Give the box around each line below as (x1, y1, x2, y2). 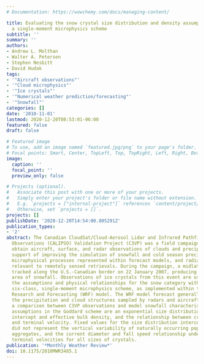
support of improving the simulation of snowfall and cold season (12, 251, 183, 258)
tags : (6, 71, 20, 77)
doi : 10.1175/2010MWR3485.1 (6, 348, 78, 354)
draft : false (6, 127, 39, 134)
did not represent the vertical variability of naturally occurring (12, 326, 189, 332)
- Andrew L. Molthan (6, 48, 59, 55)
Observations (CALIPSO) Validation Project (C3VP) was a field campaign (12, 240, 200, 247)
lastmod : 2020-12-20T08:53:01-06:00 (6, 116, 99, 123)
